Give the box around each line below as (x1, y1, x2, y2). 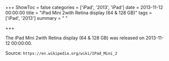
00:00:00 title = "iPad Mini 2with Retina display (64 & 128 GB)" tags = (5, 10, 153, 16)
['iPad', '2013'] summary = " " (5, 15, 68, 21)
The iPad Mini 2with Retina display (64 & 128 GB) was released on (5, 35, 145, 41)
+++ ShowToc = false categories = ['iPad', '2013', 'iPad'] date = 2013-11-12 (5, 5, 163, 10)
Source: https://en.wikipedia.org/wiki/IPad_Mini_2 (5, 50, 118, 56)
